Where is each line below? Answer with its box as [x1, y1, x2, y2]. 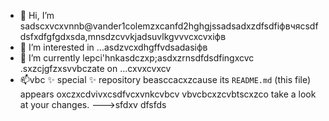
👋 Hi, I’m [19, 10, 55, 21]
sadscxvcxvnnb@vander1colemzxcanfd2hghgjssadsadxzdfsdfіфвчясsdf [19, 20, 319, 32]
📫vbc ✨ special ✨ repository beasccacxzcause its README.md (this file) [19, 74, 312, 85]
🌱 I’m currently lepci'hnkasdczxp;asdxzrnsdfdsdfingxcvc [19, 52, 255, 64]
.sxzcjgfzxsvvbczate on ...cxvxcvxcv [19, 63, 172, 74]
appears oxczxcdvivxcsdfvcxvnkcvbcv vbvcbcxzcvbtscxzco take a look [19, 88, 317, 100]
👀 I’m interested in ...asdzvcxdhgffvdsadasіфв [19, 41, 208, 53]
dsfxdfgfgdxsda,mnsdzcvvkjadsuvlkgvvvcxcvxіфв [19, 31, 227, 42]
